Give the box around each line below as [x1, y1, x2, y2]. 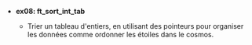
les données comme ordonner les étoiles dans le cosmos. [27, 30, 214, 39]
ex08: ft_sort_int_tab [15, 7, 86, 16]
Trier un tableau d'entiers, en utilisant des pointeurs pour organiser [27, 22, 244, 30]
